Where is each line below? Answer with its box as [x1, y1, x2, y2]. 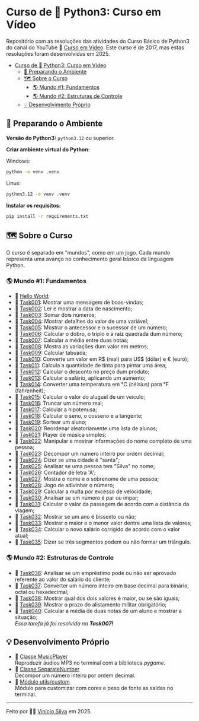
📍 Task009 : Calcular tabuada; [14, 350, 88, 357]
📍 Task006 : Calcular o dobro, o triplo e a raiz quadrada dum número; [14, 331, 183, 338]
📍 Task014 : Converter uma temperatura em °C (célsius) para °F [14, 381, 169, 388]
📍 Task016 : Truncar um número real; [14, 400, 104, 407]
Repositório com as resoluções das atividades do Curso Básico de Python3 [6, 37, 190, 45]
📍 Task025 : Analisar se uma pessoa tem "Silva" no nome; [14, 463, 155, 470]
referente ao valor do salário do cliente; [14, 576, 111, 583]
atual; [14, 532, 28, 539]
